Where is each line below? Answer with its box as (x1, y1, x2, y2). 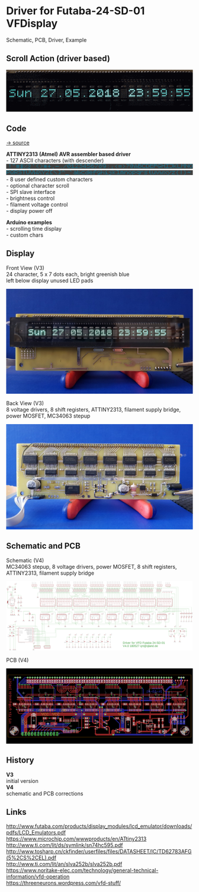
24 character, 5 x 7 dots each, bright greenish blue (6, 270, 130, 278)
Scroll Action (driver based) (6, 53, 111, 63)
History (6, 755, 34, 766)
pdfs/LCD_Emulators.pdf (6, 829, 66, 836)
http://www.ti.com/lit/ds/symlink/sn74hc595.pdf (6, 842, 123, 849)
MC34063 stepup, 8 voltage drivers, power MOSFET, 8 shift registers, (6, 563, 177, 570)
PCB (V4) (6, 657, 29, 664)
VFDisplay (6, 17, 58, 30)
